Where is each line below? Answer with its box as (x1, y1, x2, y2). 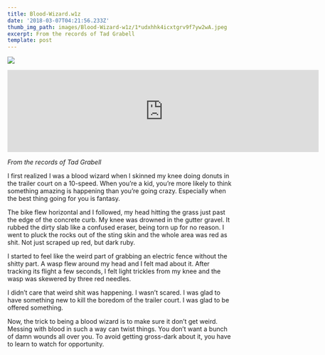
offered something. (7, 303, 64, 312)
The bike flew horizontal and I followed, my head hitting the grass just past (7, 208, 225, 217)
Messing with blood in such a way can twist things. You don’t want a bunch (7, 324, 228, 334)
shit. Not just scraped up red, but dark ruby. (7, 239, 135, 247)
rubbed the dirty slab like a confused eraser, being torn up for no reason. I (7, 223, 225, 231)
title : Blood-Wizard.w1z (7, 10, 81, 18)
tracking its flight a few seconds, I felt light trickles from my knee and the (7, 267, 221, 275)
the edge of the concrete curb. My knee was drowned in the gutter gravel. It (7, 216, 230, 224)
